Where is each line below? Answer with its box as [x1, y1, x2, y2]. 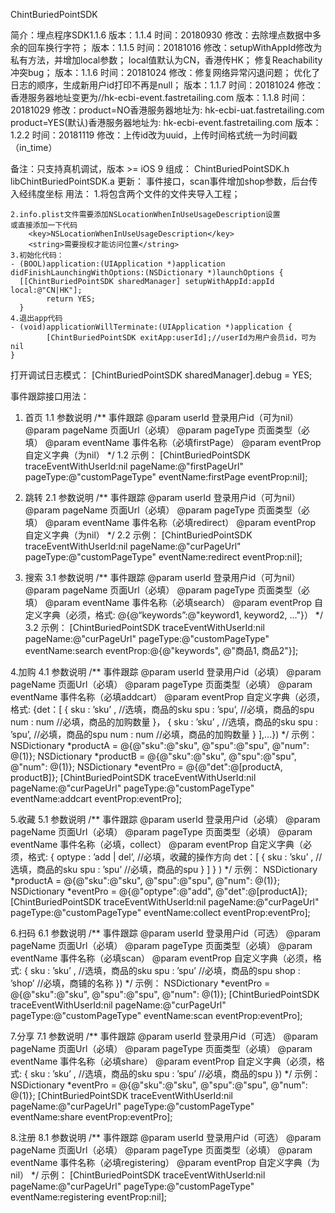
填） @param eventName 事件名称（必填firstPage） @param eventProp [24, 437, 322, 448]
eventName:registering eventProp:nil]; [10, 1191, 167, 1203]
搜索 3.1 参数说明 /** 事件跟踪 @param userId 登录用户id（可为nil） [24, 572, 301, 583]
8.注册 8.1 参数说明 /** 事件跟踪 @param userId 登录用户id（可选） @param [10, 1132, 322, 1143]
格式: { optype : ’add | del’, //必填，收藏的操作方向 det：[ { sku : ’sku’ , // [27, 851, 323, 863]
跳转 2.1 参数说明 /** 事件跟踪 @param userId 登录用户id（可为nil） [24, 492, 301, 503]
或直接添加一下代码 [10, 220, 78, 230]
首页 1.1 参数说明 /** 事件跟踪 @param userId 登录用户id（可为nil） [24, 412, 299, 423]
